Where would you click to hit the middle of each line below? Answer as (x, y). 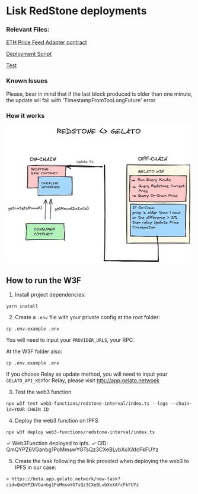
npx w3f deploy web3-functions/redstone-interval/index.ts (81, 432)
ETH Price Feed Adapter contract (47, 42)
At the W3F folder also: (34, 351)
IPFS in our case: (35, 467)
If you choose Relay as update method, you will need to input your (87, 374)
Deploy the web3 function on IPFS (57, 421)
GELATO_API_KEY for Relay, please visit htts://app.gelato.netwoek (83, 380)
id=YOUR (16, 410)
